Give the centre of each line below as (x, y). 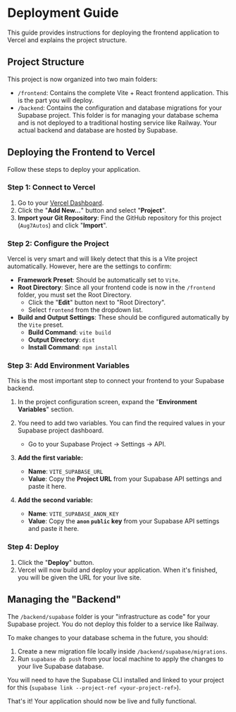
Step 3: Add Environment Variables (69, 366)
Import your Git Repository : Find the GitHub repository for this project (119, 218)
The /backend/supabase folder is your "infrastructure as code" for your (109, 616)
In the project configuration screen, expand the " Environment (107, 402)
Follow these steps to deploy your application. (74, 169)
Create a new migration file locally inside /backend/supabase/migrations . (122, 651)
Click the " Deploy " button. (56, 562)
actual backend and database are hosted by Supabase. (98, 130)
